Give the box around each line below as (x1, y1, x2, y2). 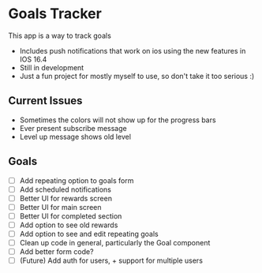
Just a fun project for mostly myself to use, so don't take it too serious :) (19, 71, 255, 80)
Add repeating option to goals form (19, 175, 134, 185)
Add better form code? (19, 247, 94, 256)
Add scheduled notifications (19, 185, 112, 194)
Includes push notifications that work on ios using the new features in (19, 46, 246, 55)
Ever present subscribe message (19, 123, 128, 133)
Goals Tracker (8, 5, 103, 23)
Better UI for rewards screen (19, 193, 113, 203)
